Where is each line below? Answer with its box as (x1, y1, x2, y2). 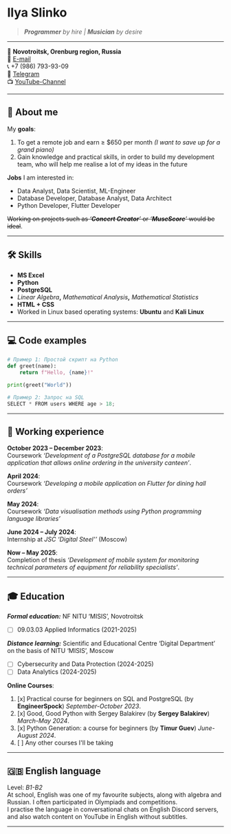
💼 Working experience (7, 426, 104, 438)
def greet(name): (7, 363, 57, 370)
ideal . (7, 222, 23, 230)
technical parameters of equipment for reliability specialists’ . (7, 563, 180, 572)
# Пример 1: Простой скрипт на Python (7, 356, 118, 363)
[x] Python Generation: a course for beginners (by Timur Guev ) (16, 724, 197, 732)
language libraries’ (7, 515, 60, 523)
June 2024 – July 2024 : (7, 528, 77, 536)
